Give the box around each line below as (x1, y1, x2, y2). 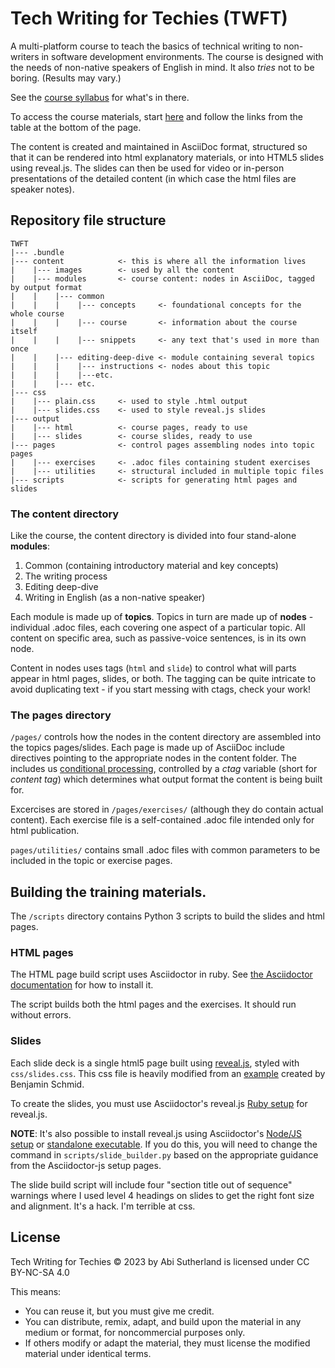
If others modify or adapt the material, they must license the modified (24, 1337, 311, 1349)
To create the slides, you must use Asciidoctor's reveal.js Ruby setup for (10, 1097, 308, 1109)
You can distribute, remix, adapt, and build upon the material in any (24, 1315, 302, 1327)
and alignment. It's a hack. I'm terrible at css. (10, 1200, 196, 1212)
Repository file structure (10, 212, 167, 229)
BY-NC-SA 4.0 (10, 1266, 70, 1278)
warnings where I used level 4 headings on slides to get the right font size (10, 1189, 315, 1201)
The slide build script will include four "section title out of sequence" (10, 1178, 293, 1191)
